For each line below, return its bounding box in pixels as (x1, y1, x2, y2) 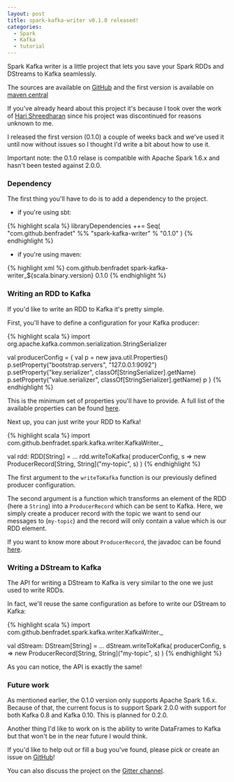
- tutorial (13, 43, 45, 50)
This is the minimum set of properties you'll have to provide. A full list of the (7, 396, 225, 405)
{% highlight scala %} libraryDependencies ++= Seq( (7, 222, 161, 230)
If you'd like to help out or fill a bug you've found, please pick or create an (7, 746, 220, 754)
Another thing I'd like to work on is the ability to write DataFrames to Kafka (7, 724, 221, 733)
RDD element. (7, 524, 47, 532)
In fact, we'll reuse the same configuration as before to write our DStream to (7, 599, 226, 607)
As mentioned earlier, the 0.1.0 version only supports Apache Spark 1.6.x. (7, 696, 217, 705)
